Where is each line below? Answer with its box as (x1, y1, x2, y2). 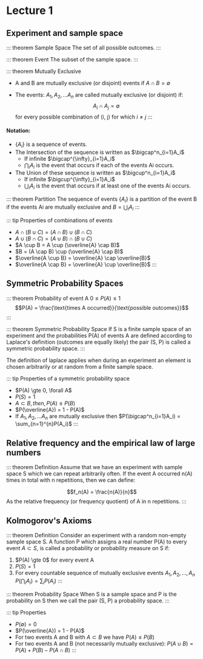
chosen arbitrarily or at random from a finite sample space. (6, 363, 153, 370)
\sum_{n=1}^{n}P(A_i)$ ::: (15, 420, 79, 428)
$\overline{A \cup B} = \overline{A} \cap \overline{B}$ (15, 254, 151, 262)
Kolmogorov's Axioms (6, 515, 92, 526)
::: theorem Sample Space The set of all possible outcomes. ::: (6, 44, 161, 51)
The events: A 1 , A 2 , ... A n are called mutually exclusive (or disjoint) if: (15, 91, 184, 100)
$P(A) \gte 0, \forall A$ (15, 386, 72, 394)
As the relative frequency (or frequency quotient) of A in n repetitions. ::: (6, 498, 187, 505)
